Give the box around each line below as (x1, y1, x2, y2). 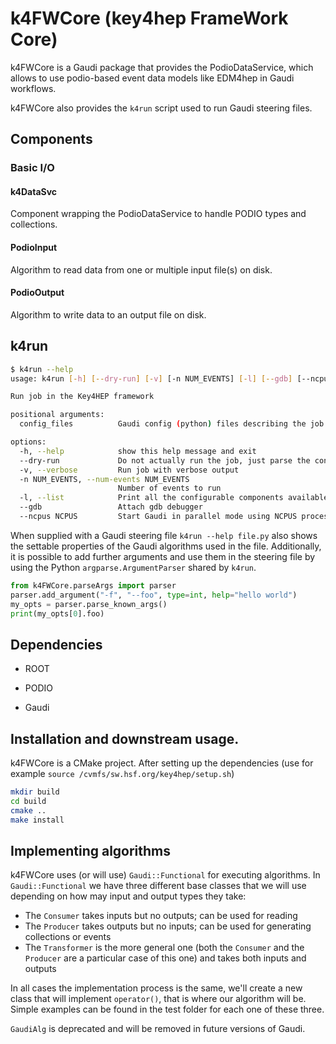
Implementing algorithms (10, 842, 172, 859)
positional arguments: (10, 410, 105, 420)
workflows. (10, 82, 57, 94)
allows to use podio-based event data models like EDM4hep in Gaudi (10, 72, 295, 84)
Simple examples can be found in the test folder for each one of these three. (10, 1003, 325, 1016)
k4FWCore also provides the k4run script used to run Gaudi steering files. (10, 102, 313, 114)
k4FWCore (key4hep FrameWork (10, 7, 289, 30)
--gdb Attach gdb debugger (19, 502, 203, 512)
